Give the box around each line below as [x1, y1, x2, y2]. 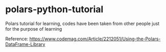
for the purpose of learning [5, 25, 62, 32]
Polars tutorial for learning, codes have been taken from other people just [5, 20, 160, 27]
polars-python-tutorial [5, 4, 104, 15]
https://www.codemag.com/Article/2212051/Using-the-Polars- [29, 36, 161, 42]
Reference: [5, 36, 29, 42]
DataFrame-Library [5, 41, 45, 47]
